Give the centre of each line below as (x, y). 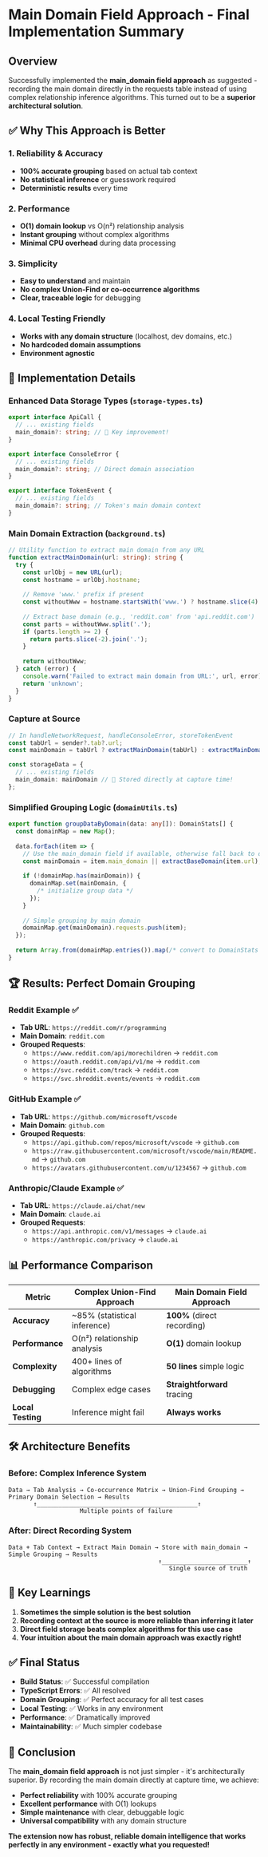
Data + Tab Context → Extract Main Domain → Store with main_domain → (128, 1547)
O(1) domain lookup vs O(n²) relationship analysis (102, 226)
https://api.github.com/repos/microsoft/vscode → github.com (135, 1142)
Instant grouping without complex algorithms (95, 234)
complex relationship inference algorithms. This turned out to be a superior (132, 97)
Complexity (35, 1366)
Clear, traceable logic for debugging (80, 298)
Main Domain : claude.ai (60, 1214)
